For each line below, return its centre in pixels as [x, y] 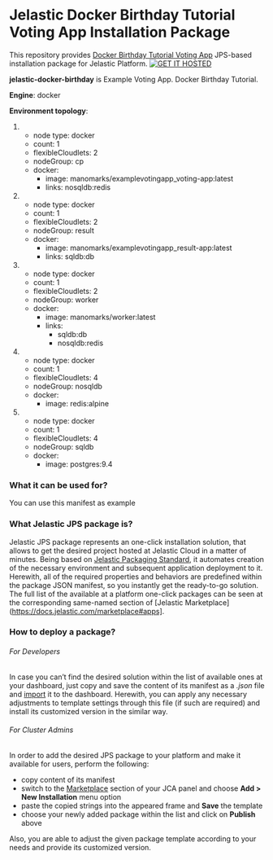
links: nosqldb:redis [78, 187]
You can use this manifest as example [73, 503]
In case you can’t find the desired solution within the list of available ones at [136, 677]
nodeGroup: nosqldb [67, 386]
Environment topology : [49, 111]
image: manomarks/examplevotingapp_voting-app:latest [139, 178]
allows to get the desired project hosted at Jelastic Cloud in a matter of [128, 551]
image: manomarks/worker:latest [100, 317]
